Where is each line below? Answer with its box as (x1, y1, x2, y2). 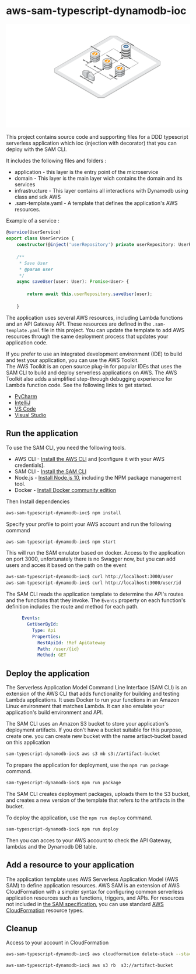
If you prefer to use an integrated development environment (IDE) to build (6, 350, 183, 357)
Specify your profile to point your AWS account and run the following (6, 520, 172, 528)
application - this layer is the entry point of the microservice (14, 169, 159, 176)
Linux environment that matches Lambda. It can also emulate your (6, 703, 165, 710)
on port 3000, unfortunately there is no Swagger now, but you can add (6, 555, 176, 563)
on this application (6, 739, 51, 746)
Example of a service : (6, 217, 60, 224)
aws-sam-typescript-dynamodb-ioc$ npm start (6, 539, 116, 545)
